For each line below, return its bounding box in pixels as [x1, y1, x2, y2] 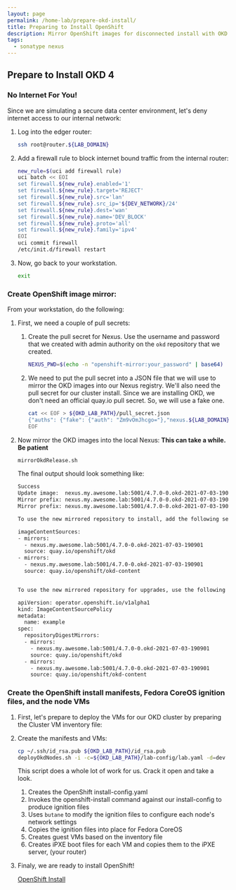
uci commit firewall [17, 240, 78, 247]
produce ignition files [27, 803, 90, 811]
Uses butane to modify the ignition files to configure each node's [27, 810, 215, 819]
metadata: [17, 612, 47, 619]
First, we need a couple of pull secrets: [17, 319, 131, 328]
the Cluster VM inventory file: [17, 720, 103, 729]
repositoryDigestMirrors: [24, 632, 100, 639]
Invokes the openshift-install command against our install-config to [27, 796, 223, 804]
